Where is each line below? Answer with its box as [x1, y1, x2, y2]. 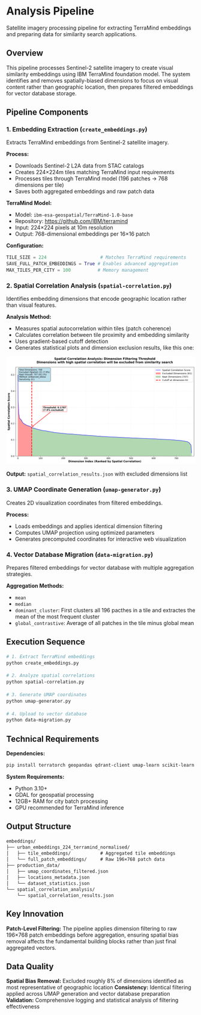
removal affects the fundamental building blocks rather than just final [6, 937, 177, 944]
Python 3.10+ [14, 785, 48, 792]
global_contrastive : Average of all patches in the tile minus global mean [14, 619, 194, 626]
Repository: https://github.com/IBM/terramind [14, 218, 128, 225]
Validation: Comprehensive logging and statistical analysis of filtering [6, 996, 179, 1004]
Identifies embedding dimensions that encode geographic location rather [6, 295, 187, 303]
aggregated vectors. [6, 944, 57, 951]
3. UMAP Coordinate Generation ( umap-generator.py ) [6, 485, 161, 494]
